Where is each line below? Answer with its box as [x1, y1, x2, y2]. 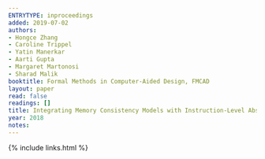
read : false [8, 92, 47, 100]
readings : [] [8, 99, 51, 107]
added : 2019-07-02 [8, 19, 69, 27]
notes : [8, 121, 30, 129]
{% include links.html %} [8, 142, 88, 152]
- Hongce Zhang [8, 33, 58, 42]
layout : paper [8, 84, 55, 93]
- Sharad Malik [8, 70, 58, 78]
